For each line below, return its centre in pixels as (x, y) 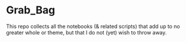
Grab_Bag (31, 10)
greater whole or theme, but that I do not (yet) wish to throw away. (87, 32)
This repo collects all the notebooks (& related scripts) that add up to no (93, 26)
